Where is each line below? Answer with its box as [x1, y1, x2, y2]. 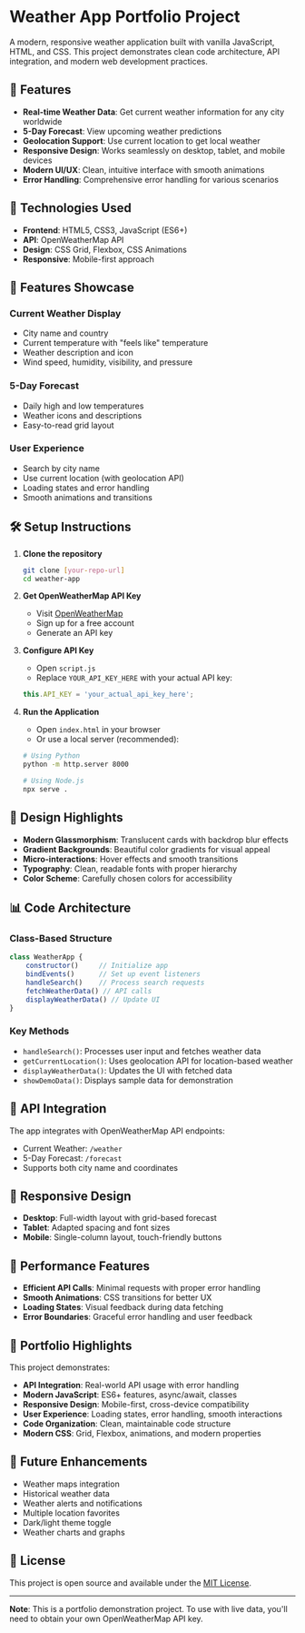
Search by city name [22, 462, 100, 474]
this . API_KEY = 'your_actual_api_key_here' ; [22, 690, 194, 700]
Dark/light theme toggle [22, 1517, 112, 1527]
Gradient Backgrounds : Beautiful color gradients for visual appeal [22, 843, 271, 854]
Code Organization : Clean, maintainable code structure [22, 1417, 231, 1429]
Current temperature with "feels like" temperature [22, 338, 209, 348]
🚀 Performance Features [9, 1258, 151, 1274]
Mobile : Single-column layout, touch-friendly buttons [22, 1232, 222, 1243]
